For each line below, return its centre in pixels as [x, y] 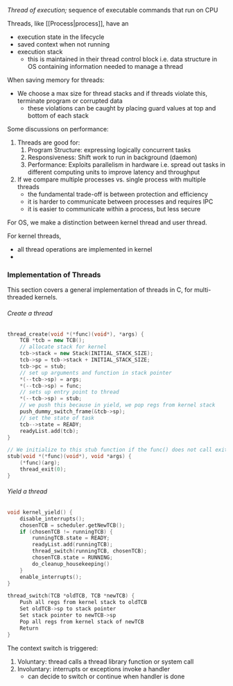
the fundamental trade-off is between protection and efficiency [118, 194]
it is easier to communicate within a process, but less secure [114, 209]
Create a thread [30, 313]
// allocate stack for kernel [63, 347]
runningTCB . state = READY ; [71, 538]
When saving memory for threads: [56, 80]
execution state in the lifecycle [61, 37]
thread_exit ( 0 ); [43, 469]
